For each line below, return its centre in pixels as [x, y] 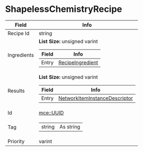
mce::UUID [51, 113]
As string [70, 127]
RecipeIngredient [78, 62]
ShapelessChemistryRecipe [64, 9]
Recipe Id [19, 33]
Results [16, 91]
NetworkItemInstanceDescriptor [96, 98]
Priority [16, 141]
